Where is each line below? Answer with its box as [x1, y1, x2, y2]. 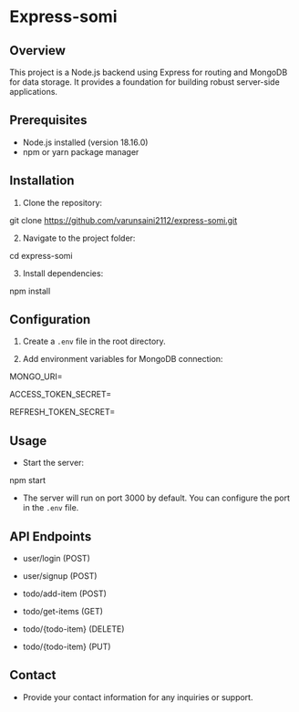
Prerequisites [9, 112, 88, 129]
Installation [9, 173, 75, 189]
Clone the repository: [22, 197, 103, 208]
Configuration [9, 312, 91, 327]
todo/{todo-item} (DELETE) [22, 624, 125, 635]
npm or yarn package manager [22, 146, 139, 157]
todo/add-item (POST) [22, 588, 108, 599]
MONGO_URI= [9, 371, 63, 382]
